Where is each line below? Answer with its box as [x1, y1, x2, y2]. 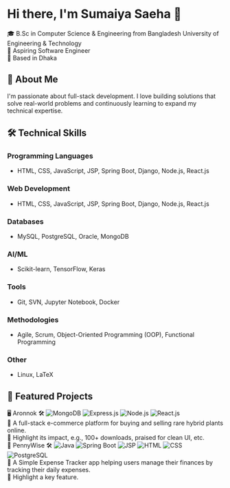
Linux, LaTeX [16, 371, 54, 379]
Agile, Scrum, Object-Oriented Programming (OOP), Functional [16, 330, 194, 338]
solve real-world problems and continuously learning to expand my [7, 99, 197, 107]
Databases [7, 216, 44, 226]
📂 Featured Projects [7, 391, 93, 402]
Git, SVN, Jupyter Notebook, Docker [16, 298, 120, 306]
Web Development [7, 184, 71, 194]
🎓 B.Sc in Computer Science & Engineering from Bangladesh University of [7, 29, 220, 37]
